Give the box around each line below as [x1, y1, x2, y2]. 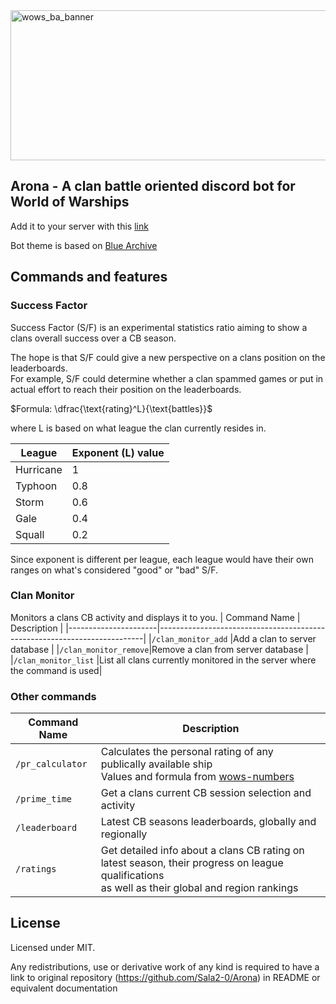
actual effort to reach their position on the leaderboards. [10, 383, 242, 395]
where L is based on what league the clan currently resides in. [10, 422, 267, 434]
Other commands [10, 689, 97, 703]
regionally [100, 827, 148, 841]
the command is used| [10, 664, 103, 676]
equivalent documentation [10, 982, 118, 994]
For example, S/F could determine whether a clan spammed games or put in [10, 372, 324, 384]
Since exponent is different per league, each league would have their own [10, 553, 314, 565]
